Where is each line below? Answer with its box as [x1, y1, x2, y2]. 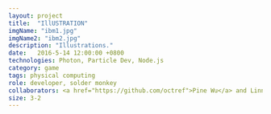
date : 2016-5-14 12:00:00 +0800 [8, 49, 125, 57]
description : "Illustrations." [8, 42, 114, 50]
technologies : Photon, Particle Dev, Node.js [8, 57, 164, 65]
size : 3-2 [8, 94, 42, 102]
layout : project [8, 11, 63, 20]
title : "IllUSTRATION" [8, 19, 89, 27]
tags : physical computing [8, 71, 95, 79]
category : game [8, 64, 60, 72]
